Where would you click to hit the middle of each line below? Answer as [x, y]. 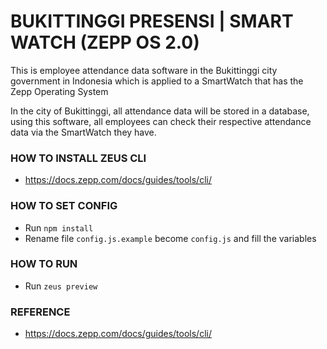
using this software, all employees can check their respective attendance [161, 121]
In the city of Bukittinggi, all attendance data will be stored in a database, [160, 111]
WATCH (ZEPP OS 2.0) [105, 42]
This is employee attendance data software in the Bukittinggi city [144, 70]
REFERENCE [40, 312]
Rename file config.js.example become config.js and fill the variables [170, 238]
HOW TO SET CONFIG [64, 206]
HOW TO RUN [44, 264]
